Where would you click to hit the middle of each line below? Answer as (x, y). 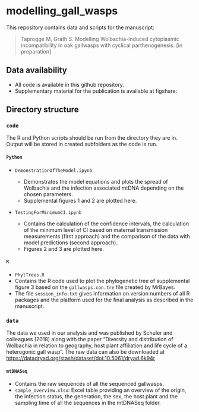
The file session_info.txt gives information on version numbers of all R (102, 293)
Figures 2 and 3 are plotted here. (64, 249)
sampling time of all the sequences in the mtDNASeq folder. (88, 403)
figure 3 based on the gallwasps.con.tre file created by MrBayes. (95, 287)
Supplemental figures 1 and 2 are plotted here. (80, 200)
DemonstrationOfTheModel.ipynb (53, 171)
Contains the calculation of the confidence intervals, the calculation (106, 224)
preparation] (36, 51)
